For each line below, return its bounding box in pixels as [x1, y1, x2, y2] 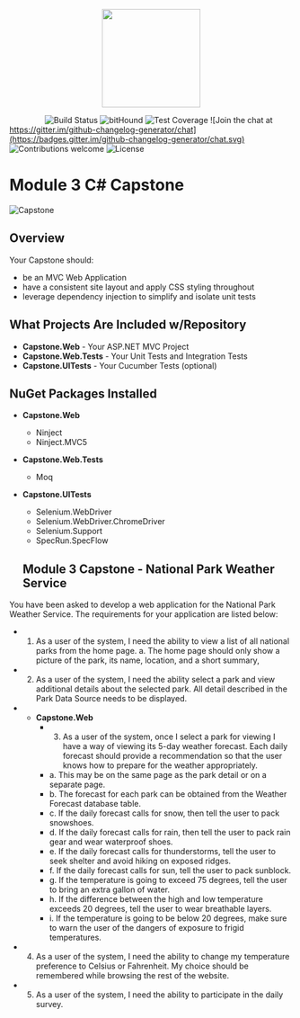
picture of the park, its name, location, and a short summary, [35, 655, 260, 665]
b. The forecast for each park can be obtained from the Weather [49, 789, 287, 799]
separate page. [49, 779, 106, 790]
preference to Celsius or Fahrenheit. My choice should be [35, 960, 249, 971]
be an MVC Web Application [22, 272, 128, 282]
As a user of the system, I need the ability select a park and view [35, 674, 276, 685]
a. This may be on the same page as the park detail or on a [49, 770, 267, 781]
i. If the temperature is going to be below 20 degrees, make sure [49, 913, 287, 924]
